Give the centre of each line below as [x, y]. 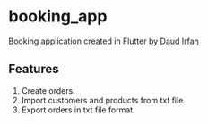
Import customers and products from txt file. [103, 100]
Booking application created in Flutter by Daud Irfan [104, 41]
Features [34, 69]
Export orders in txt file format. [78, 110]
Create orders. [48, 90]
